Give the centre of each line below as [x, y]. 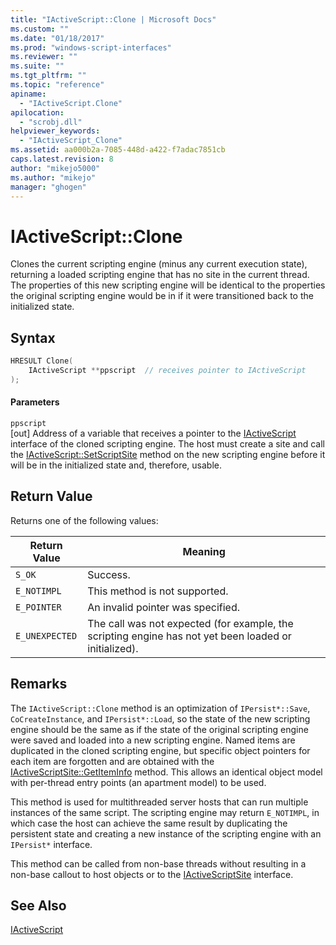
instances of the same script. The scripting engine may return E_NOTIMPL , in [165, 812]
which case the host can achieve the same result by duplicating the [149, 823]
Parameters [35, 402]
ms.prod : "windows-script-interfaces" [91, 47]
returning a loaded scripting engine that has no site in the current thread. [160, 275]
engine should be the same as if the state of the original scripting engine [159, 729]
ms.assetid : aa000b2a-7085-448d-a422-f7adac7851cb [118, 150]
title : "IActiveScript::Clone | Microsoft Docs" [113, 19]
